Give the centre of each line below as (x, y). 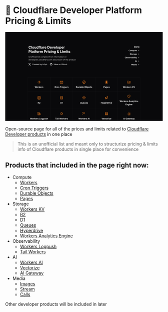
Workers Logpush (38, 247)
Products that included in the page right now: (77, 165)
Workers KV (32, 209)
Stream (27, 289)
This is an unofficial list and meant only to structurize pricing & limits (88, 144)
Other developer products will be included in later (56, 304)
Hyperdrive (31, 231)
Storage (20, 204)
